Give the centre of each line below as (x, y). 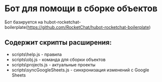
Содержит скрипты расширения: (58, 43)
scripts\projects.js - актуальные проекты (53, 64)
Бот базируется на (24, 22)
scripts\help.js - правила (37, 54)
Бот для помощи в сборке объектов (81, 9)
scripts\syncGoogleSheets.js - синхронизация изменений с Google (80, 70)
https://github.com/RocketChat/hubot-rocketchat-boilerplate (88, 27)
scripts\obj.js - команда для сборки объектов (59, 60)
